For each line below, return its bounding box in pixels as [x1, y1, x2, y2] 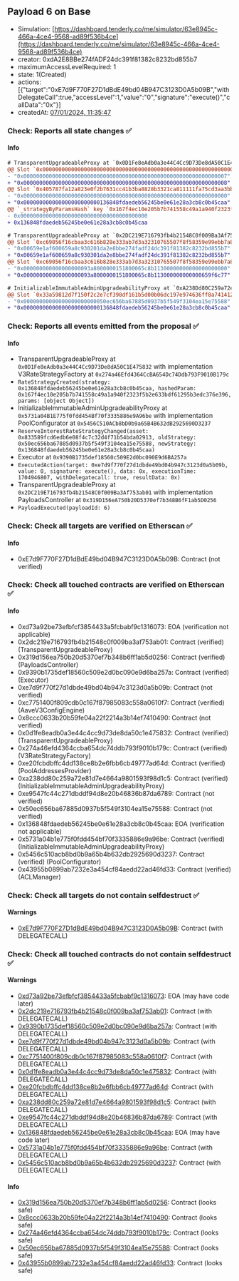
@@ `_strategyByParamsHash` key [7, 206, 103, 213]
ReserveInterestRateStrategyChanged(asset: [17, 428, 149, 435]
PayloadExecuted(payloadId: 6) [17, 504, 111, 512]
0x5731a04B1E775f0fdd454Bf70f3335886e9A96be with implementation [17, 412, 213, 420]
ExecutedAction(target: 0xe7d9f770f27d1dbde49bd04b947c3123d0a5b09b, [17, 461, 229, 469]
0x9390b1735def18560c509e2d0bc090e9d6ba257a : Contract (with [17, 1021, 218, 1030]
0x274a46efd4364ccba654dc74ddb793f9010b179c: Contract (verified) [17, 743, 228, 752]
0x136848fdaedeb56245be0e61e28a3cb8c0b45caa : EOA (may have [17, 1128, 221, 1136]
